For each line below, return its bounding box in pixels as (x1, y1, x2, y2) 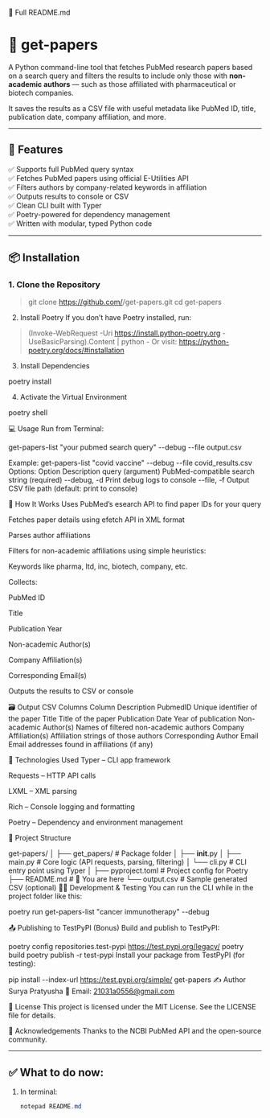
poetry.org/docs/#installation (27, 346, 125, 356)
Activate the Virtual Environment (19, 393, 127, 402)
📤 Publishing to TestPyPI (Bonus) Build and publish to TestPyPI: (8, 923, 220, 933)
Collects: (8, 577, 38, 587)
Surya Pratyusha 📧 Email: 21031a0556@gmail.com (8, 986, 175, 997)
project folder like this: (8, 891, 83, 901)
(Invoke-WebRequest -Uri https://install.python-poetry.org (27, 328, 221, 338)
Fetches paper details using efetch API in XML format (8, 515, 185, 524)
